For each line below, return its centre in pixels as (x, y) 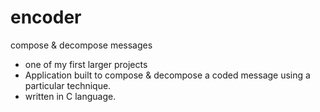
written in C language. (70, 96)
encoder (46, 17)
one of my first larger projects (86, 64)
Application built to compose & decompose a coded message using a (167, 75)
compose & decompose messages (81, 45)
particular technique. (68, 85)
